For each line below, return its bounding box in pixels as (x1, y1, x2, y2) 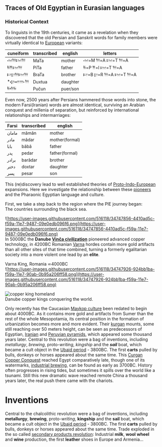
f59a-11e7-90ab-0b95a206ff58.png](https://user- (5, 271, 104, 277)
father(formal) (49, 150, 78, 156)
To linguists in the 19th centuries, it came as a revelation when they (5, 29, 139, 35)
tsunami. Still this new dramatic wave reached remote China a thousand (5, 372, 148, 378)
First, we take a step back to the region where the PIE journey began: (5, 201, 143, 207)
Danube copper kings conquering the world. (5, 296, 93, 302)
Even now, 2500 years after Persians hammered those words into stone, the (5, 96, 156, 102)
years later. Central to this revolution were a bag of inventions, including (5, 336, 148, 342)
